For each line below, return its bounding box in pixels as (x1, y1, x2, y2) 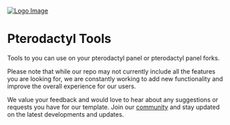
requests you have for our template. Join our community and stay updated (7, 103, 220, 111)
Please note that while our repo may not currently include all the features (7, 67, 215, 76)
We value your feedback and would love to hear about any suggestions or (7, 95, 219, 103)
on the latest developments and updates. (7, 110, 124, 118)
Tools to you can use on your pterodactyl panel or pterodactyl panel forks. (7, 53, 220, 62)
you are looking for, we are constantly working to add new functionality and (7, 74, 224, 83)
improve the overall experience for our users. (7, 82, 137, 90)
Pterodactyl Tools (7, 31, 112, 47)
